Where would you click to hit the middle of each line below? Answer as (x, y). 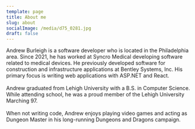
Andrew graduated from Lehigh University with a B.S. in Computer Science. (98, 88)
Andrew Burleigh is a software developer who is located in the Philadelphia (97, 50)
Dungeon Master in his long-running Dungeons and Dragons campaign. (93, 120)
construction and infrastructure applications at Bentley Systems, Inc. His (94, 69)
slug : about (21, 22)
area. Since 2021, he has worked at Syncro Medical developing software (94, 57)
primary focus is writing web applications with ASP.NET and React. (88, 76)
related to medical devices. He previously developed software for (86, 63)
